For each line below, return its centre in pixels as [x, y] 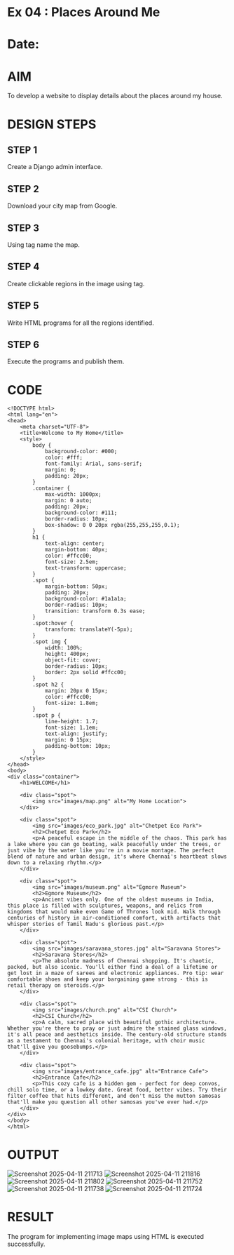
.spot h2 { [48, 685]
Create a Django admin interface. [55, 167]
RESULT [31, 1217]
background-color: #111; [81, 513]
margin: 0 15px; [68, 740]
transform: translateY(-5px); [89, 630]
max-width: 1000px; [73, 495]
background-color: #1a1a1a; [86, 599]
